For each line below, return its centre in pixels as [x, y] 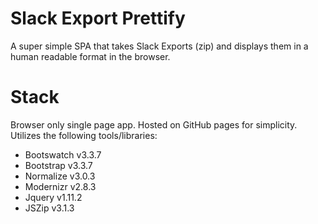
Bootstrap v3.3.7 [58, 165]
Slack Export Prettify [98, 18]
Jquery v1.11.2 [53, 197]
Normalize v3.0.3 [60, 176]
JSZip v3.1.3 [49, 208]
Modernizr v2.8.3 [60, 186]
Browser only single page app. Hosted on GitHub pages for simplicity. [154, 124]
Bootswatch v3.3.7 [63, 154]
